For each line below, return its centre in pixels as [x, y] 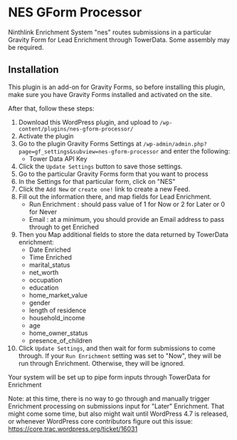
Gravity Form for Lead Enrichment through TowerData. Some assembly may [119, 39]
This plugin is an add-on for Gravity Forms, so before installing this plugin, [117, 87]
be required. [26, 47]
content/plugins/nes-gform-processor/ [76, 129]
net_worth [44, 272]
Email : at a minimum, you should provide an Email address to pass [127, 219]
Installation [33, 70]
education [44, 287]
